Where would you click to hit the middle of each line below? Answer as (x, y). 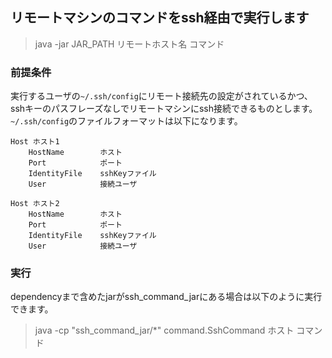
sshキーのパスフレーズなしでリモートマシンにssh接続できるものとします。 (164, 109)
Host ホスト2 (35, 204)
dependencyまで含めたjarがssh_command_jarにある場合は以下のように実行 (166, 297)
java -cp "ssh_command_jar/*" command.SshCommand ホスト (164, 330)
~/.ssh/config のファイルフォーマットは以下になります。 (126, 121)
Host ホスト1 (35, 142)
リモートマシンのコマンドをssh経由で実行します (160, 18)
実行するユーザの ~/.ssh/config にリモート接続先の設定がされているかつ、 (161, 96)
